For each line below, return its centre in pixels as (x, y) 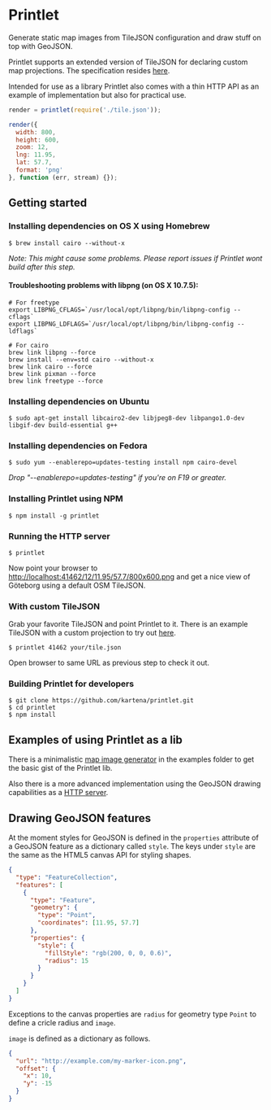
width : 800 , (36, 132)
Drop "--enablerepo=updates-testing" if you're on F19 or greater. (118, 478)
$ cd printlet (32, 708)
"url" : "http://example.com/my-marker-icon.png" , (101, 1061)
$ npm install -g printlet (54, 516)
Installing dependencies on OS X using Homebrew (109, 226)
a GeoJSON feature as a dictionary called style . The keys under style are (132, 846)
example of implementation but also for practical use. (97, 94)
